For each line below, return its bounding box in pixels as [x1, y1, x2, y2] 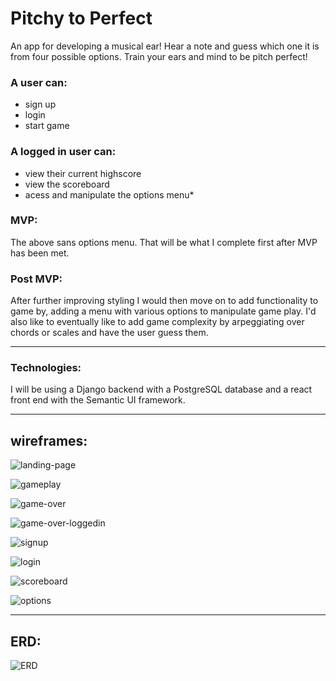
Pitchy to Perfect [10, 7, 153, 30]
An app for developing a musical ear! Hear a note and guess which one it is [10, 40, 320, 52]
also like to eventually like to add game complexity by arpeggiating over [10, 316, 305, 328]
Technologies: [10, 361, 82, 375]
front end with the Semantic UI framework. [10, 394, 186, 406]
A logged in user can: [10, 145, 117, 159]
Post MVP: [10, 272, 63, 286]
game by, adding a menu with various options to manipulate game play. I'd [10, 305, 317, 317]
